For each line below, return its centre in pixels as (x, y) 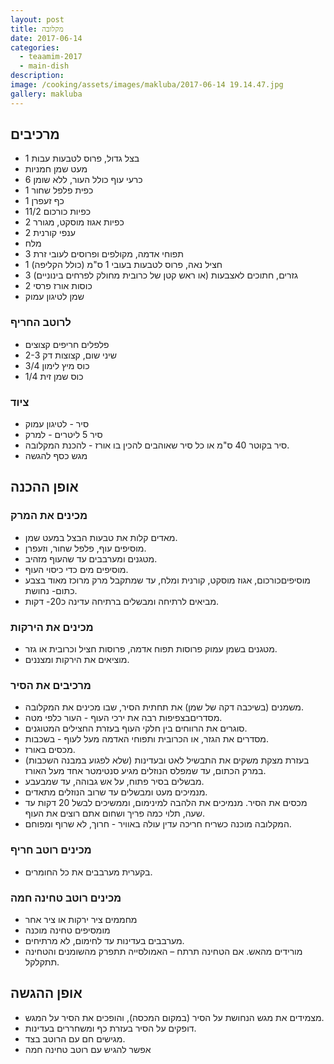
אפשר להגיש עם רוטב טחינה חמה (88, 1049)
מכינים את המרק (49, 516)
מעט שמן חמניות (56, 169)
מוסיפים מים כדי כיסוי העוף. (76, 569)
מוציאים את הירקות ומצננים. (77, 660)
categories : (35, 47)
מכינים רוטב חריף (51, 850)
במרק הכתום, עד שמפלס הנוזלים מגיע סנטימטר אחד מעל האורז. (145, 771)
